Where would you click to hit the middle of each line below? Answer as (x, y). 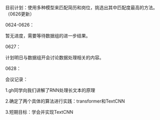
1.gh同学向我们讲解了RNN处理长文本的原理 (50, 90)
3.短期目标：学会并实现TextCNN (39, 112)
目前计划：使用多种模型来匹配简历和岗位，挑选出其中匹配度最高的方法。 (81, 7)
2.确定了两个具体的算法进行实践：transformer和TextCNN (65, 101)
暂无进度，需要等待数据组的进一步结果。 (48, 36)
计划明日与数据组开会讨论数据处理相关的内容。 (54, 57)
